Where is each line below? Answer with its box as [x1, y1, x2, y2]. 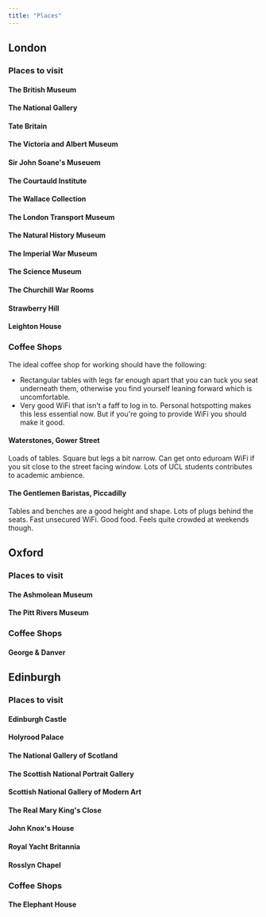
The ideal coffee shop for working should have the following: [8, 359, 207, 369]
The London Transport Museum [8, 212, 115, 221]
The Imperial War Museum [8, 249, 98, 258]
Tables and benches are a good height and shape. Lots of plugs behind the [8, 506, 254, 515]
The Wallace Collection [8, 194, 87, 204]
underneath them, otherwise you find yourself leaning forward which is [19, 383, 253, 393]
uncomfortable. [19, 392, 71, 402]
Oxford [8, 547, 44, 560]
